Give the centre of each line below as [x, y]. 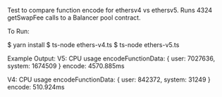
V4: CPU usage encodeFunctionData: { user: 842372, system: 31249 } [109, 79]
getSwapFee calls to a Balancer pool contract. [74, 18]
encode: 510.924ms [36, 87]
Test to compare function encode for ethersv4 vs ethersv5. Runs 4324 [110, 10]
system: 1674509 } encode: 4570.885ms [66, 66]
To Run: [18, 31]
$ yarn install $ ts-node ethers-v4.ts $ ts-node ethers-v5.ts [93, 45]
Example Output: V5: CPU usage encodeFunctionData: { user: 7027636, [111, 58]
